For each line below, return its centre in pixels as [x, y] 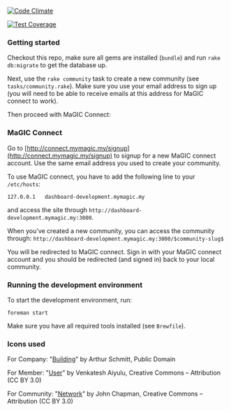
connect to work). [33, 101]
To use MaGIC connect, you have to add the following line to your [101, 176]
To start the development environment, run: [70, 300]
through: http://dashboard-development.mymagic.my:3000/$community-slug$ [116, 238]
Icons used [26, 344]
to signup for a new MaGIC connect [165, 155]
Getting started [34, 42]
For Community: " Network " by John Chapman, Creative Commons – [105, 394]
